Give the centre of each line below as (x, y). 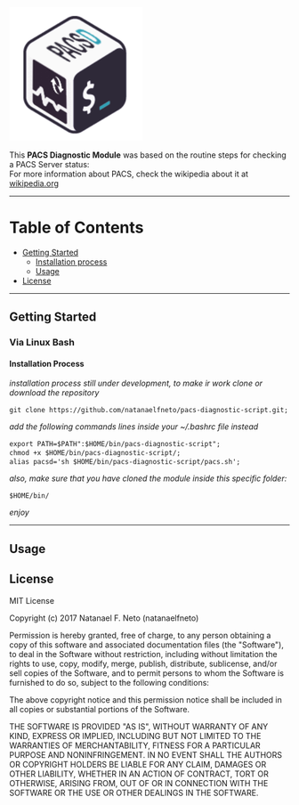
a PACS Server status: (49, 164)
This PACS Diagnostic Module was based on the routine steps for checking (148, 155)
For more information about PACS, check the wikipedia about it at (129, 174)
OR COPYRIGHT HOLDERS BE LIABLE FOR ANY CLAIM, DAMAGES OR (138, 764)
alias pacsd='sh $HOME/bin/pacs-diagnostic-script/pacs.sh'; (125, 462)
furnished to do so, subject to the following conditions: (109, 682)
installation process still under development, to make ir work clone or (136, 383)
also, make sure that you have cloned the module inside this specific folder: (148, 478)
